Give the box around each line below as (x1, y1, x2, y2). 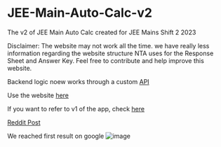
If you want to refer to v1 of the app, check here (7, 104, 145, 113)
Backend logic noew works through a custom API (7, 77, 149, 85)
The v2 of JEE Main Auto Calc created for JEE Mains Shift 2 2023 (7, 28, 196, 36)
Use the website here (7, 91, 69, 99)
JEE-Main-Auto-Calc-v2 (7, 5, 153, 21)
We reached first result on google (7, 132, 105, 140)
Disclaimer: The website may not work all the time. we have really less (7, 41, 210, 50)
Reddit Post (7, 118, 41, 127)
